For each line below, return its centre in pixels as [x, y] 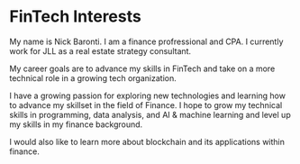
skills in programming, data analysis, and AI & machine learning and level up [150, 114]
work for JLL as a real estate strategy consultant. [100, 50]
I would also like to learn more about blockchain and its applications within [147, 141]
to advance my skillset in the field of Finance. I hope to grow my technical [146, 105]
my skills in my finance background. [76, 124]
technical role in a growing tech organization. [93, 77]
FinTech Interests [75, 17]
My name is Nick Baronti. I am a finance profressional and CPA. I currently [146, 41]
